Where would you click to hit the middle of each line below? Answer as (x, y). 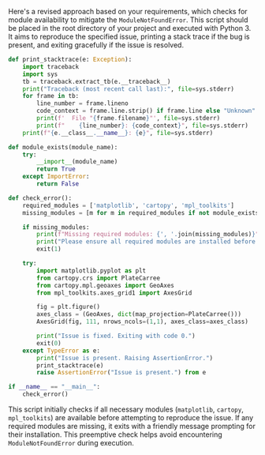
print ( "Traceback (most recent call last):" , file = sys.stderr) (129, 89)
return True (56, 169)
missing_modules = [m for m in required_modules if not (116, 212)
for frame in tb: (51, 96)
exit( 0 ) (49, 343)
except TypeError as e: (62, 351)
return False (58, 184)
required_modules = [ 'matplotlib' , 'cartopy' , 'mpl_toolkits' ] (129, 205)
